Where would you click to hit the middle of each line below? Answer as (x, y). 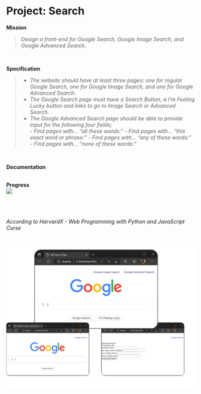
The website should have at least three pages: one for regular (106, 80)
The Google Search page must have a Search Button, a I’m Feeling (112, 99)
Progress (18, 185)
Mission (16, 28)
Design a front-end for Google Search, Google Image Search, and (102, 39)
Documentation (26, 167)
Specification (23, 68)
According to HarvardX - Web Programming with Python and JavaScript (95, 221)
